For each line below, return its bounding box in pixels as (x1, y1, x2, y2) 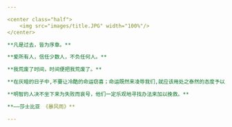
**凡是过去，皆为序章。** (7, 41, 71, 48)
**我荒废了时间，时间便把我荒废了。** (7, 66, 102, 73)
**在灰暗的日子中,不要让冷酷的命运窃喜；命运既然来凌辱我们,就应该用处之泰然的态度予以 (7, 78, 226, 86)
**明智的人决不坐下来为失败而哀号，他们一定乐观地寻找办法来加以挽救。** (7, 91, 190, 97)
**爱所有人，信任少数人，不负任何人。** (7, 54, 107, 60)
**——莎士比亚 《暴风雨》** (7, 103, 76, 110)
